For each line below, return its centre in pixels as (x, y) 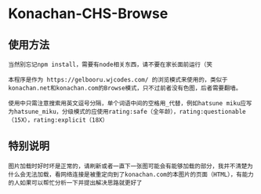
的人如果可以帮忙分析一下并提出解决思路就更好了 (75, 183)
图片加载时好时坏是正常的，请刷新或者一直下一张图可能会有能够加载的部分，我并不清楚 (128, 166)
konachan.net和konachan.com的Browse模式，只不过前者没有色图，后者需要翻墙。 (125, 88)
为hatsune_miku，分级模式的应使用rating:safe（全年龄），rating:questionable (127, 112)
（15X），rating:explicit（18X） (58, 120)
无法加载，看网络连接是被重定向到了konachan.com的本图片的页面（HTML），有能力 (140, 174)
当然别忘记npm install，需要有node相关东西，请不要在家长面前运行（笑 (111, 64)
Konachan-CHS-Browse (88, 14)
